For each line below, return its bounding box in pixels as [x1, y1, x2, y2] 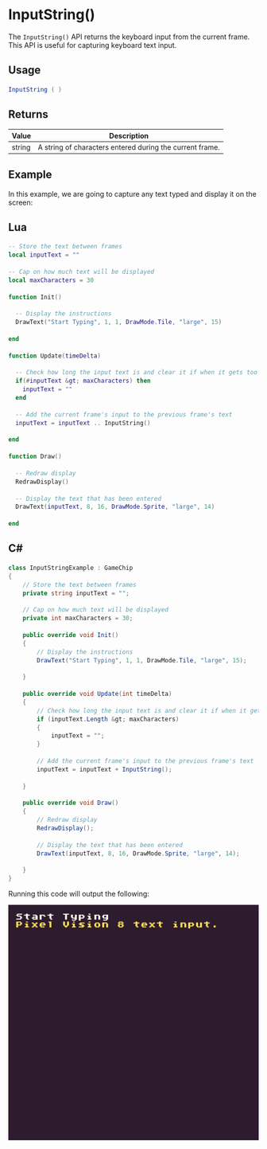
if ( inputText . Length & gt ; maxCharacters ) [37, 715, 180, 723]
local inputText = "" [8, 251, 80, 260]
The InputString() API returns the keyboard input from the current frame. [8, 32, 250, 41]
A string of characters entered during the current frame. [37, 143, 220, 152]
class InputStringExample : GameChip [8, 564, 133, 572]
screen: [8, 197, 33, 207]
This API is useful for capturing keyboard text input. [8, 40, 177, 49]
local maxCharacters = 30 [8, 276, 94, 284]
